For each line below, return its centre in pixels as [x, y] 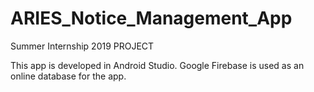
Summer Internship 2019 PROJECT [82, 46]
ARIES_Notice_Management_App [151, 18]
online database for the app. [68, 76]
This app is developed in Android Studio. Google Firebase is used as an [157, 65]
